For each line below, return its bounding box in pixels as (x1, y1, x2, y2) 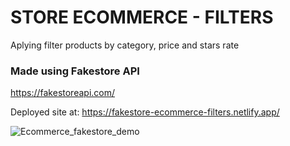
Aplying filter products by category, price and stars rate (10, 39, 240, 51)
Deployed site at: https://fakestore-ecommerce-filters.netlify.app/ (10, 106, 280, 118)
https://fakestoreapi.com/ (10, 87, 116, 99)
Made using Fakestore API (10, 64, 140, 78)
